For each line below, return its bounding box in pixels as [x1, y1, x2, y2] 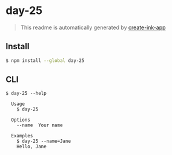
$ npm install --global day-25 [5, 57, 85, 64]
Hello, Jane [16, 143, 47, 150]
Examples [11, 133, 33, 139]
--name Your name [16, 122, 63, 128]
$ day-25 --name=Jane [16, 138, 71, 145]
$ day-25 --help [5, 91, 47, 97]
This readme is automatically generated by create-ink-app [20, 24, 166, 31]
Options [11, 117, 31, 123]
